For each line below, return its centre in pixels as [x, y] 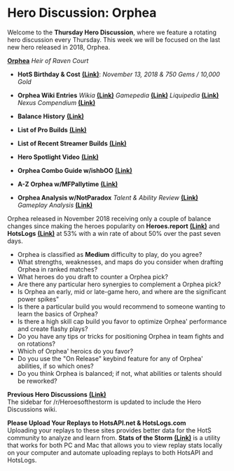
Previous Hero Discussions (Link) [57, 394]
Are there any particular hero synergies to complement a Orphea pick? [119, 284]
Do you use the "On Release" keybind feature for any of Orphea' [110, 358]
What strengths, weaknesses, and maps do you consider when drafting [120, 262]
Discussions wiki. [32, 409]
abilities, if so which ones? [55, 366]
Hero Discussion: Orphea [82, 13]
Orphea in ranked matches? [57, 269]
